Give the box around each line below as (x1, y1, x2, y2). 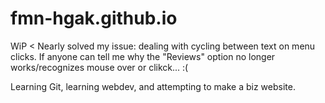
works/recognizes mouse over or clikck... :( (10, 61, 189, 73)
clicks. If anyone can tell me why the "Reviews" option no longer (10, 50, 276, 62)
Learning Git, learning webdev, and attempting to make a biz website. (10, 80, 296, 92)
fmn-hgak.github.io (10, 7, 178, 30)
